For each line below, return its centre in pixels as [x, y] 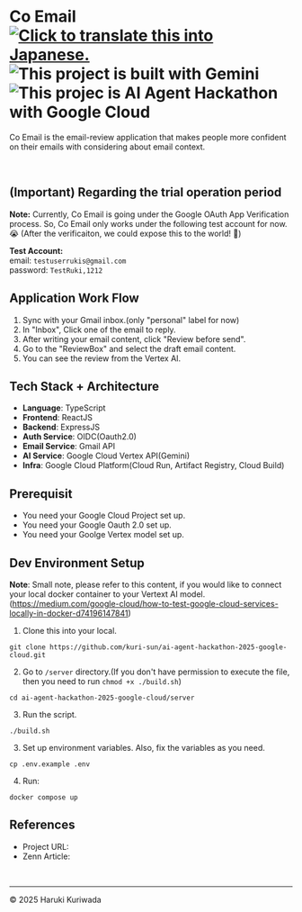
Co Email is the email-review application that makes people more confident [148, 137]
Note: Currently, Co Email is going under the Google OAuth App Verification [149, 214]
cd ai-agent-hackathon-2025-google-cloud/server [102, 698]
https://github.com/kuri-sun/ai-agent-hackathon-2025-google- [168, 647]
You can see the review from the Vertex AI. [102, 358]
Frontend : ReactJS [57, 418]
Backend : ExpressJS [61, 427]
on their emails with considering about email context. [107, 147]
